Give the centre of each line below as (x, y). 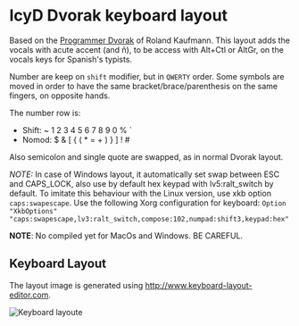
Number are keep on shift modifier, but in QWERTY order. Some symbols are (147, 76)
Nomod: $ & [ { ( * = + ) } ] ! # (76, 139)
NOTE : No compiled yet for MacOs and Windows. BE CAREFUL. (126, 235)
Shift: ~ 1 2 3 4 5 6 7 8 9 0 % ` (77, 130)
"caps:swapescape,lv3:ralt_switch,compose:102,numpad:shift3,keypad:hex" (149, 219)
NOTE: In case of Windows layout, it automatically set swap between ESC (144, 174)
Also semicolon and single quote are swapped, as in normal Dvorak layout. (146, 156)
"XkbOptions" (33, 211)
